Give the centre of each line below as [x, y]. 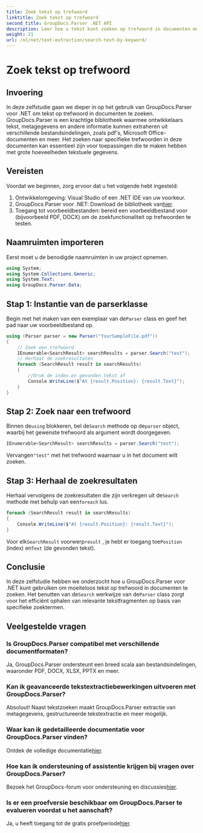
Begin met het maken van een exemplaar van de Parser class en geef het [97, 319]
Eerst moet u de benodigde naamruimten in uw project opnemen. [87, 257]
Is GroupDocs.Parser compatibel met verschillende [83, 644]
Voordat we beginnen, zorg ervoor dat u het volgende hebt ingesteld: [92, 186]
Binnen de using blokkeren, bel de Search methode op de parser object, [93, 426]
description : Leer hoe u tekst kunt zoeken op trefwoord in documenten [98, 29]
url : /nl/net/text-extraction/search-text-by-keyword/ [77, 40]
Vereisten [25, 171]
